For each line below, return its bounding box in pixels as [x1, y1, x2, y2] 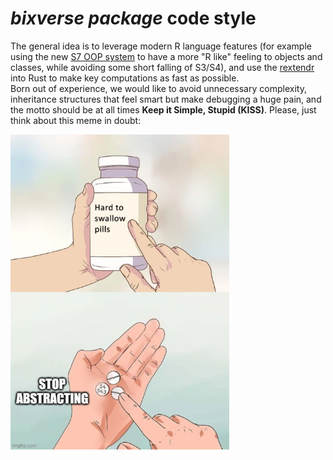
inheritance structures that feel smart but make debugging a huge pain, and [10, 93, 322, 105]
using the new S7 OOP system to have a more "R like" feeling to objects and [10, 50, 323, 62]
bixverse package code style [10, 7, 257, 30]
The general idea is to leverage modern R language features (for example [10, 40, 312, 52]
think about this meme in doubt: [10, 114, 142, 126]
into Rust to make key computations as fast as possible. [10, 72, 240, 84]
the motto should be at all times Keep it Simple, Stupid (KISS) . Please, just [10, 103, 317, 116]
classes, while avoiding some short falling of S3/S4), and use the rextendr [10, 61, 315, 73]
